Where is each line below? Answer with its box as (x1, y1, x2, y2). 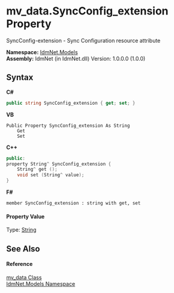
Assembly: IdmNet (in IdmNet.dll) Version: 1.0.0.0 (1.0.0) (6, 55, 146, 62)
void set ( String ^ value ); (17, 172, 85, 178)
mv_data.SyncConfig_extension (6, 4, 169, 18)
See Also (6, 244, 40, 254)
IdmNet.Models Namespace (6, 280, 76, 287)
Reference (6, 261, 33, 268)
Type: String (6, 226, 37, 233)
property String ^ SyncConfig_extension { (6, 161, 112, 167)
